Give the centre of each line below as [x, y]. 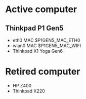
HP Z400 [22, 85]
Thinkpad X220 [29, 91]
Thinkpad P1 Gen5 [34, 28]
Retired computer [43, 72]
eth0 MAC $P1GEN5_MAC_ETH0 [46, 40]
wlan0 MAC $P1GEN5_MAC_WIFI [47, 46]
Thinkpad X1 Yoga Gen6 [38, 51]
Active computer [41, 9]
